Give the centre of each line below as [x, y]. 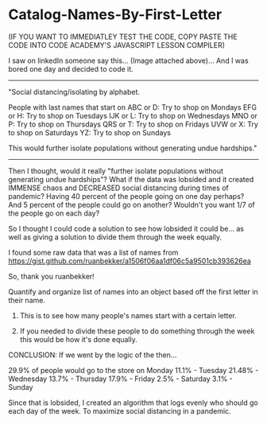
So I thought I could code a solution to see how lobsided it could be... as [126, 228]
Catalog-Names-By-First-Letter [115, 15]
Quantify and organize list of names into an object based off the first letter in [133, 291]
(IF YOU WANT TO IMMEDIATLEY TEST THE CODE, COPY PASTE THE [123, 37]
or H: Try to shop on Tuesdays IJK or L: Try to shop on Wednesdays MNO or [133, 115]
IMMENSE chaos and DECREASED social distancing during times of [118, 188]
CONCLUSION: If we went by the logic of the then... [93, 355]
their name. [27, 300]
